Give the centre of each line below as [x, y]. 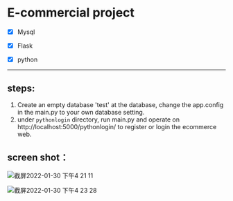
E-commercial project [71, 13]
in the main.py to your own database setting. [81, 112]
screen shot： [38, 158]
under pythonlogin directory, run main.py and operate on [98, 119]
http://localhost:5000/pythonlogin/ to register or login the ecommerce [117, 126]
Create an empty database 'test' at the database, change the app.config [120, 104]
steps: [21, 88]
